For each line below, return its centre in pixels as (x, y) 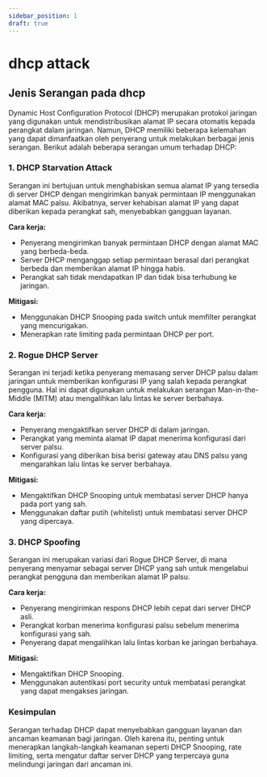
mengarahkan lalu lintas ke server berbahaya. (96, 464)
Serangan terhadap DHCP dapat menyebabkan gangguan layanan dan (125, 729)
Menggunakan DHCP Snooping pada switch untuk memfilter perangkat (138, 317)
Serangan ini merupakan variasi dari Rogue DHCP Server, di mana (118, 560)
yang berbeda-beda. (54, 251)
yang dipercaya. (47, 522)
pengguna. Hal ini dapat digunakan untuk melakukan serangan (112, 390)
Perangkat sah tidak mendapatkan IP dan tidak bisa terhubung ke (128, 277)
